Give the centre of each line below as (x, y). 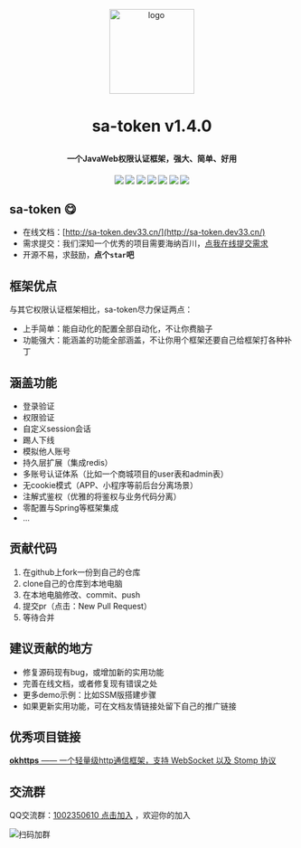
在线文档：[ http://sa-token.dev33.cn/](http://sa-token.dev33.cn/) (144, 232)
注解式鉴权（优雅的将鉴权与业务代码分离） (102, 496)
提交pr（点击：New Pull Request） (87, 606)
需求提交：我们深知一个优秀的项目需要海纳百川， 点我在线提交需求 (145, 243)
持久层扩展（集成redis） (67, 463)
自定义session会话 (57, 429)
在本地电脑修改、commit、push (81, 594)
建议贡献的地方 (51, 649)
